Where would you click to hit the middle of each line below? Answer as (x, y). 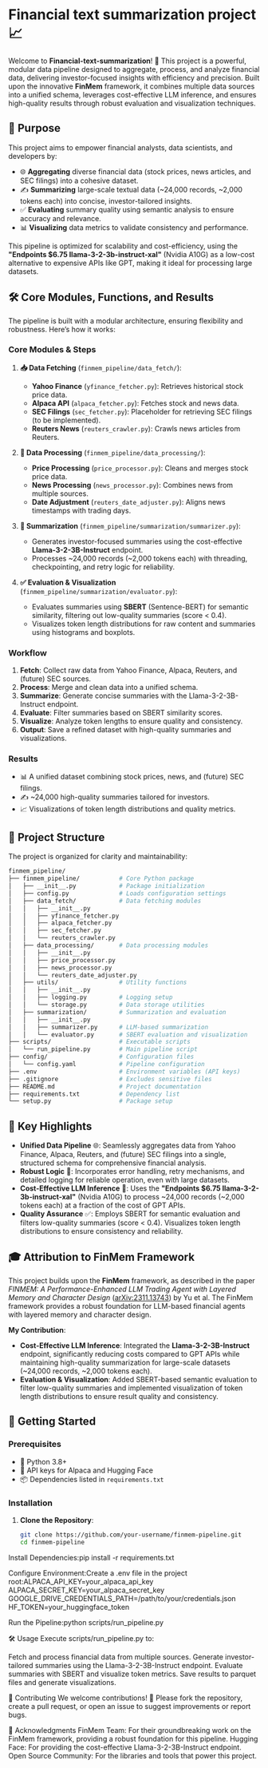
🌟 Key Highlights (50, 1126)
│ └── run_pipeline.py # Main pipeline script (103, 1049)
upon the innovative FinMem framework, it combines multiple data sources (132, 86)
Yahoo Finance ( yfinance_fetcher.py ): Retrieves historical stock (138, 386)
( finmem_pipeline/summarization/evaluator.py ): (99, 591)
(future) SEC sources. (55, 679)
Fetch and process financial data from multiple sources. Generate (116, 1657)
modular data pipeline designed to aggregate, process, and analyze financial (134, 69)
